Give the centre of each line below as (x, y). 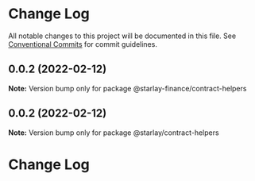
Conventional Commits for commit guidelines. (83, 44)
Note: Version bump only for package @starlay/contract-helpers (114, 133)
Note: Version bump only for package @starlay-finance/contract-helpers (127, 88)
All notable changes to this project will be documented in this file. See (122, 36)
